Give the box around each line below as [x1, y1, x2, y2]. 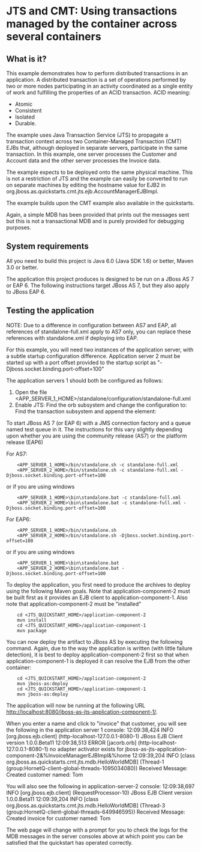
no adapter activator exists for [49, 745, 124, 753]
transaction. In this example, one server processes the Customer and [6, 150, 177, 158]
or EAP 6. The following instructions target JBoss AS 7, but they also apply [6, 282, 190, 289]
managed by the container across [6, 17, 178, 31]
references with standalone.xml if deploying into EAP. [6, 334, 139, 341]
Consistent [14, 107, 42, 114]
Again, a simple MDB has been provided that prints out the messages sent [6, 211, 190, 218]
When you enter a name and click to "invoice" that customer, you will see [6, 720, 187, 727]
